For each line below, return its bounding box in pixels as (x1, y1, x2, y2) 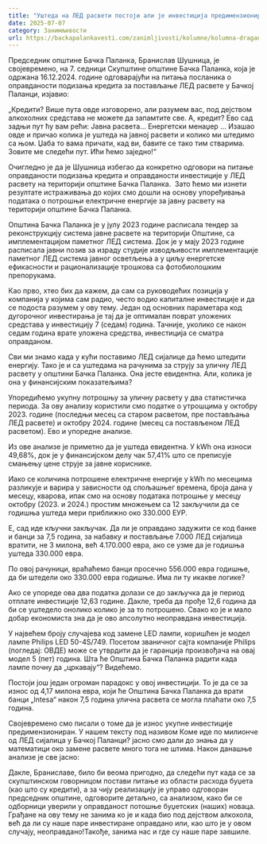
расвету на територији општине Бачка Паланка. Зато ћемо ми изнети (8, 180, 247, 189)
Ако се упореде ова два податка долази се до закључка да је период (8, 588, 245, 598)
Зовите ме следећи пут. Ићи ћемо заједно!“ (8, 147, 157, 157)
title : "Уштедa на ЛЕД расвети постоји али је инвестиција (8, 11, 208, 20)
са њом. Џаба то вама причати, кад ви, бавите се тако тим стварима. (8, 138, 245, 148)
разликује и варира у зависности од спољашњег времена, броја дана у (8, 482, 253, 493)
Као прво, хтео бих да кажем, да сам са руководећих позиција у (8, 286, 229, 296)
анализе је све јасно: (8, 753, 79, 762)
